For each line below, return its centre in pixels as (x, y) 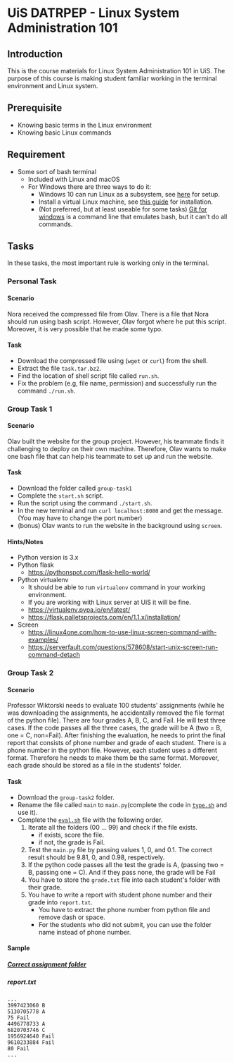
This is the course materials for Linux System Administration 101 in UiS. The (116, 71)
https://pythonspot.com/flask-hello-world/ (89, 572)
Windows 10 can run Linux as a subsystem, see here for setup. (129, 194)
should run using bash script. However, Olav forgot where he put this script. (117, 321)
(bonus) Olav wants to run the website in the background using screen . (120, 526)
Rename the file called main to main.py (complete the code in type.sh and (122, 804)
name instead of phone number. (85, 932)
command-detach (54, 655)
